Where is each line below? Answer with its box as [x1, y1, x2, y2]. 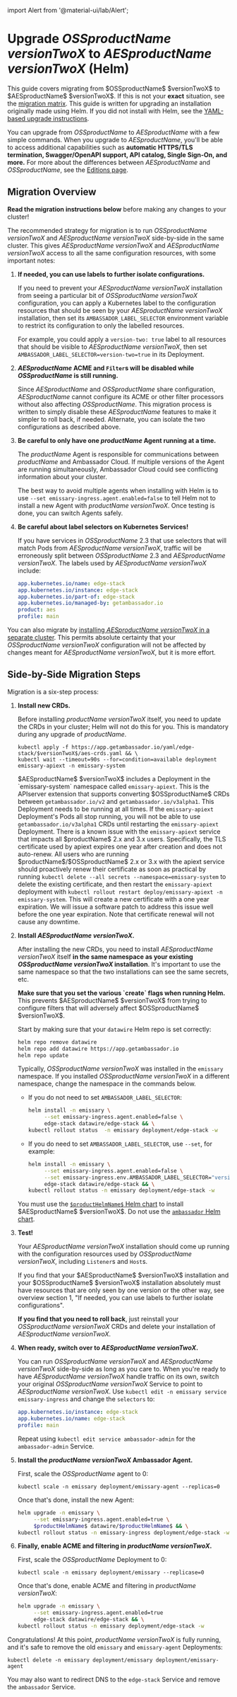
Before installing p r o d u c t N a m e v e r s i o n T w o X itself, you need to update [17, 715, 221, 723]
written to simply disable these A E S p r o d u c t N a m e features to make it [17, 407, 217, 416]
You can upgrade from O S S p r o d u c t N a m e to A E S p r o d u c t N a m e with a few [7, 127, 220, 137]
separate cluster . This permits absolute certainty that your [7, 633, 176, 641]
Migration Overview [7, 186, 97, 198]
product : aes [17, 606, 56, 614]
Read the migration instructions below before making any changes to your [7, 205, 227, 213]
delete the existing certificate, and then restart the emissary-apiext [17, 880, 213, 888]
